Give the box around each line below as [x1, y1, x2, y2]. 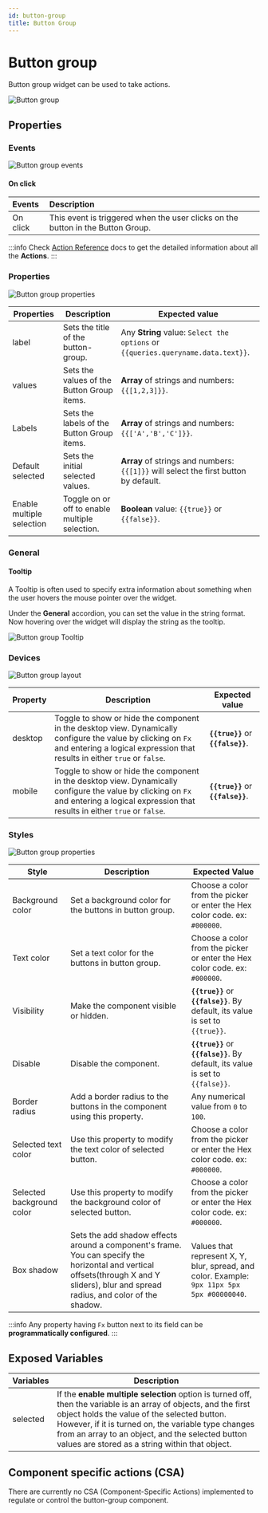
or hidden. [70, 1011, 109, 1022]
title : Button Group [8, 19, 77, 27]
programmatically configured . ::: [8, 1329, 118, 1338]
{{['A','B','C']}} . [120, 428, 193, 439]
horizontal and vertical [70, 1259, 154, 1271]
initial [62, 460, 83, 471]
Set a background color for [70, 895, 171, 906]
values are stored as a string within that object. [57, 1439, 232, 1450]
